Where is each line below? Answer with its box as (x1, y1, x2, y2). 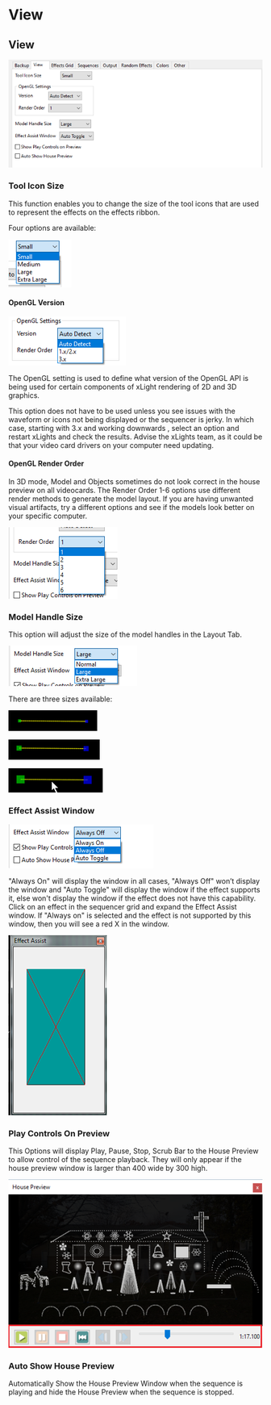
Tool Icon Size (8, 180, 65, 191)
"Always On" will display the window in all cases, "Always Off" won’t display (8, 876, 261, 885)
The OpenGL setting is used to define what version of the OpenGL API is (8, 373, 248, 383)
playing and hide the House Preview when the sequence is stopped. (8, 1387, 235, 1397)
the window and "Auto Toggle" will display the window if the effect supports (8, 884, 261, 894)
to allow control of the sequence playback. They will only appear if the (8, 1154, 242, 1164)
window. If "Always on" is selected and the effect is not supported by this (8, 910, 252, 920)
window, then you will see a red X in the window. (8, 918, 169, 929)
